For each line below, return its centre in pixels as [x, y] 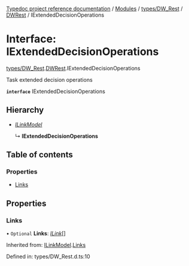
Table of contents [39, 155]
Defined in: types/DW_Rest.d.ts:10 [48, 256]
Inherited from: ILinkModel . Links [46, 245]
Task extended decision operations [49, 79]
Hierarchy [25, 110]
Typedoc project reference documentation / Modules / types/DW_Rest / [94, 9]
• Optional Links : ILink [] [36, 233]
